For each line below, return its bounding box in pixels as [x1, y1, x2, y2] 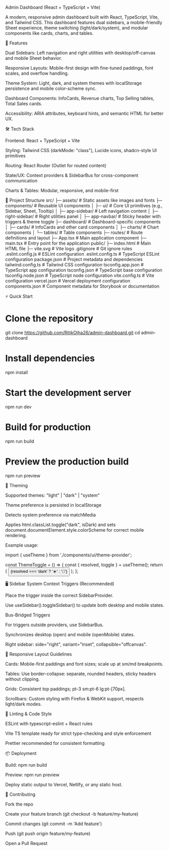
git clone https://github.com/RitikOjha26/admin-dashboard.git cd [5, 329, 140, 336]
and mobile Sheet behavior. [5, 55, 62, 61]
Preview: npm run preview [5, 772, 60, 778]
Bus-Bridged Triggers [5, 611, 50, 618]
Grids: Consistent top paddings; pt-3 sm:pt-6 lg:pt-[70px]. [5, 686, 126, 692]
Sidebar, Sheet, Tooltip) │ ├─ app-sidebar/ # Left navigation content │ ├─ [5, 208, 158, 214]
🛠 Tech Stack [5, 126, 34, 132]
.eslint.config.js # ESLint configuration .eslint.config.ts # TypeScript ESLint [5, 251, 160, 257]
